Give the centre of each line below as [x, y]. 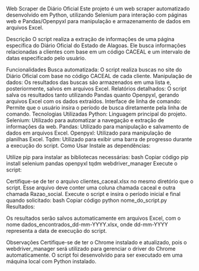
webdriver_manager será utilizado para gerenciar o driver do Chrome [91, 249]
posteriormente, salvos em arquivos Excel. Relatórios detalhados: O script [97, 88]
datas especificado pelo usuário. [46, 58]
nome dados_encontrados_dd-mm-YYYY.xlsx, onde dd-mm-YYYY [87, 225]
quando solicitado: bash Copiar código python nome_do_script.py [87, 200]
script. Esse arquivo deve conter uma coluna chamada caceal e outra [91, 188]
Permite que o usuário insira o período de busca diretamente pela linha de [97, 108]
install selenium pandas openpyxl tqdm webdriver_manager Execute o [92, 163]
